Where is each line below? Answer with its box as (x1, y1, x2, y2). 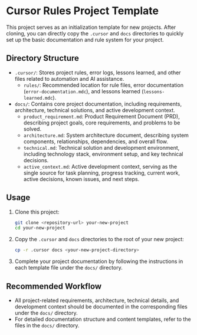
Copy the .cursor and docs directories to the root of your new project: (14, 236, 184, 243)
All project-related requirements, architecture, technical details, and (14, 297, 179, 304)
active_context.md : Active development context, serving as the (23, 163, 178, 170)
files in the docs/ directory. (14, 322, 80, 329)
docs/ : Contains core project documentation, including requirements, (14, 100, 182, 107)
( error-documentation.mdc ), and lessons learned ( (23, 87, 144, 95)
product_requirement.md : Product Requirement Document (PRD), (23, 113, 180, 120)
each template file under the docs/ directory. (14, 264, 123, 271)
